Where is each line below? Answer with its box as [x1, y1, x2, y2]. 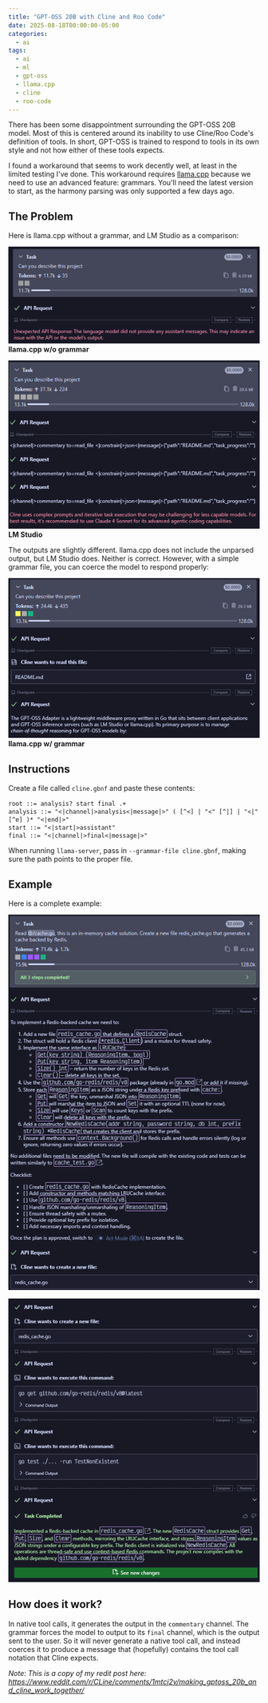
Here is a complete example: [8, 899, 102, 908]
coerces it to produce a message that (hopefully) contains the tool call [8, 1644, 239, 1653]
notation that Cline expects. [8, 1653, 99, 1662]
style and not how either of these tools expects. [8, 145, 165, 155]
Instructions [8, 762, 70, 776]
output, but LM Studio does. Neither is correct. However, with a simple [8, 554, 239, 563]
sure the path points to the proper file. [8, 855, 133, 864]
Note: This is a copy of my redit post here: [8, 1668, 147, 1677]
